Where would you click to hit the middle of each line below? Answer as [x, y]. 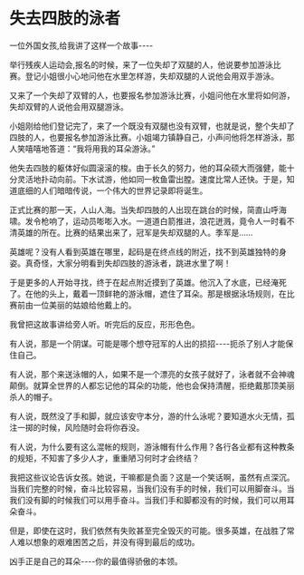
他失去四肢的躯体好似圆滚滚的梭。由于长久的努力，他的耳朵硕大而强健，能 [148, 168]
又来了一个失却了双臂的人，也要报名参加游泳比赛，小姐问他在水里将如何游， [152, 95]
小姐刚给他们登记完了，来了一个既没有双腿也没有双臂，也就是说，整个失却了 [152, 126]
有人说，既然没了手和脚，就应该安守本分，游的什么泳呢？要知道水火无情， [148, 416]
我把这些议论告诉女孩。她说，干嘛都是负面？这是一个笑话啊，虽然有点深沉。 [152, 477]
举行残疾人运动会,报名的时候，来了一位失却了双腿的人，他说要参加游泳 [142, 64]
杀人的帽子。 [33, 396]
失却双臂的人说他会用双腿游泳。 [69, 106]
